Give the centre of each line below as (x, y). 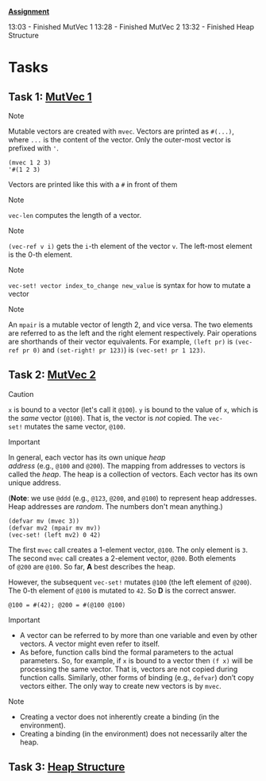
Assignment (29, 12)
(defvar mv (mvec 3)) (44, 521)
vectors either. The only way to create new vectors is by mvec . (120, 686)
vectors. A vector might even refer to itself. (90, 643)
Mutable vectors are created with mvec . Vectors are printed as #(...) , (121, 131)
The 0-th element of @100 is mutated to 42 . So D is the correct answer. (122, 590)
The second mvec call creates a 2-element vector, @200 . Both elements (122, 558)
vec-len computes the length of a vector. (75, 215)
